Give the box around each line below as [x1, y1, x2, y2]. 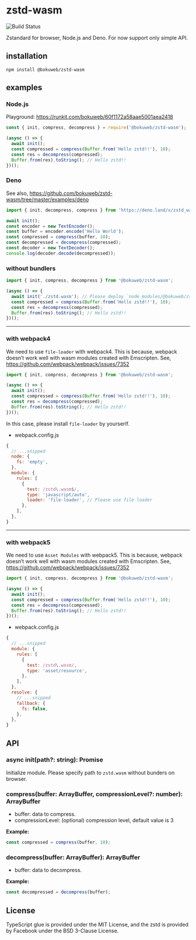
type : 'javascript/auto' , [27, 492, 90, 498]
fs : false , [21, 706, 48, 712]
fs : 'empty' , [16, 459, 48, 465]
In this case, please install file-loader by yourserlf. [6, 420, 130, 427]
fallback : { [16, 700, 45, 706]
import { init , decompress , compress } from [6, 207, 116, 213]
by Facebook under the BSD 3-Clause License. [6, 927, 119, 934]
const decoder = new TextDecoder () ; [6, 245, 95, 251]
